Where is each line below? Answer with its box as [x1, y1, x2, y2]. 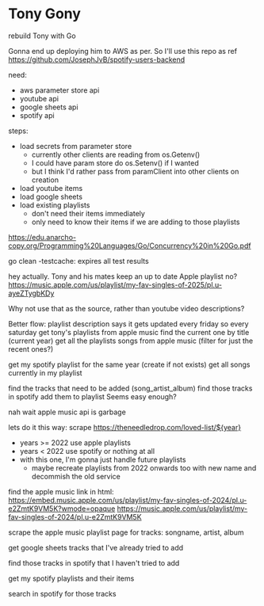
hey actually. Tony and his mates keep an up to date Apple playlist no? [8, 271, 238, 281]
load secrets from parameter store [19, 141, 132, 151]
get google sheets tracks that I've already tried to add [8, 543, 184, 552]
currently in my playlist [8, 368, 82, 377]
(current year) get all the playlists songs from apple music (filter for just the [8, 336, 254, 345]
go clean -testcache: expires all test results [8, 256, 149, 265]
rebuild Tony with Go [8, 31, 77, 40]
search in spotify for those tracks [8, 589, 117, 598]
